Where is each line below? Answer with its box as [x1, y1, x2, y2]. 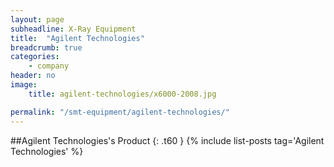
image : [10, 80, 38, 90]
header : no [10, 71, 56, 81]
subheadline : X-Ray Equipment [10, 24, 137, 34]
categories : [10, 52, 60, 62]
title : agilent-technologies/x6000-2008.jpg [28, 89, 217, 99]
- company [28, 61, 70, 71]
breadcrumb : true [10, 42, 83, 53]
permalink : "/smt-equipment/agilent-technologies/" [10, 107, 230, 117]
